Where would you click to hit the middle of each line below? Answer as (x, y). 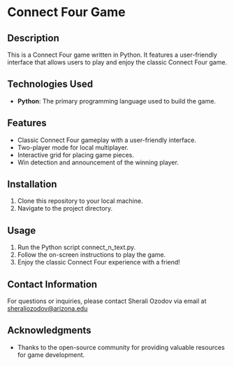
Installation (32, 184)
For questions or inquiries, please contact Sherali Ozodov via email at (107, 301)
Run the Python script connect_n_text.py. (76, 247)
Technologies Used (50, 84)
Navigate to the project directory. (65, 209)
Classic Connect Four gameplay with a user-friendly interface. (107, 140)
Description (33, 38)
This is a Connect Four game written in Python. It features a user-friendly (112, 55)
